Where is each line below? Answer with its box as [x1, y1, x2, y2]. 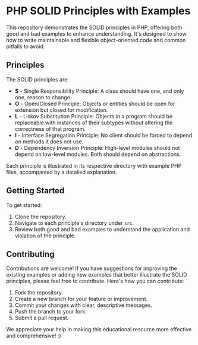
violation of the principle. [14, 232, 76, 239]
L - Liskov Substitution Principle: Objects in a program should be [14, 112, 173, 120]
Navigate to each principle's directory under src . [14, 219, 134, 227]
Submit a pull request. [14, 314, 69, 322]
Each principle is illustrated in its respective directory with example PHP [6, 162, 182, 169]
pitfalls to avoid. [6, 43, 45, 50]
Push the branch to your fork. [14, 308, 87, 315]
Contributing [6, 249, 55, 259]
